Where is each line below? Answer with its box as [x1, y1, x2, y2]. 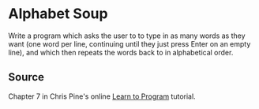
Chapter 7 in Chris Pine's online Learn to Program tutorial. [8, 92, 196, 101]
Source [8, 70, 45, 84]
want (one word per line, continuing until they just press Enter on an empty [8, 39, 251, 48]
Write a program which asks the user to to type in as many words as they [8, 31, 246, 40]
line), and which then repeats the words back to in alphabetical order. [8, 47, 234, 57]
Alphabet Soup [8, 5, 108, 23]
